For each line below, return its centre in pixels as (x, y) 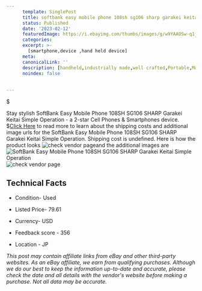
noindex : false (41, 73)
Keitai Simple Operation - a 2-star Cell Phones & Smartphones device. (93, 120)
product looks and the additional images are (88, 145)
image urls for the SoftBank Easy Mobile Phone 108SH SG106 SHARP (92, 132)
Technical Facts (37, 183)
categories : (37, 40)
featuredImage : (41, 34)
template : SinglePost (49, 12)
